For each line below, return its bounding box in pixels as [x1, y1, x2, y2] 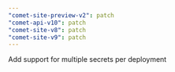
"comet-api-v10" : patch [8, 19, 87, 27]
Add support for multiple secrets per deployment [8, 55, 167, 64]
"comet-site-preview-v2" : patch [8, 11, 114, 20]
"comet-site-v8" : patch [8, 26, 87, 34]
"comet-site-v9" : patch [8, 33, 87, 41]
